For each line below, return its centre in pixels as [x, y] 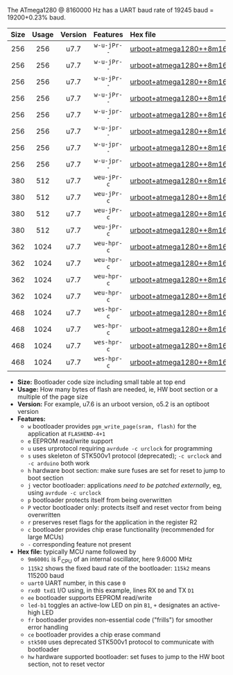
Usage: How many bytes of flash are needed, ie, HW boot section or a [118, 389]
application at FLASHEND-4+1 [67, 434]
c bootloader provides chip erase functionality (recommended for [121, 530]
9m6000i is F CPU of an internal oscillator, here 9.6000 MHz [110, 560]
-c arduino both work [59, 463]
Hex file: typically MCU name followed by [77, 552]
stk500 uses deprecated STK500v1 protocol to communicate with [121, 642]
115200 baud [46, 575]
